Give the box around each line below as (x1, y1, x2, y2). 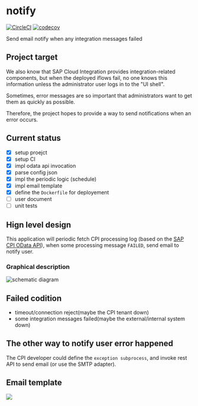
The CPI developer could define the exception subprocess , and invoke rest (6, 354, 187, 361)
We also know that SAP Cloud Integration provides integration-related (6, 68, 176, 75)
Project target (6, 52, 58, 63)
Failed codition (6, 293, 62, 303)
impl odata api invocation (14, 162, 76, 169)
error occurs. (6, 116, 38, 123)
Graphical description (6, 262, 70, 271)
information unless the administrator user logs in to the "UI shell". (6, 80, 165, 87)
